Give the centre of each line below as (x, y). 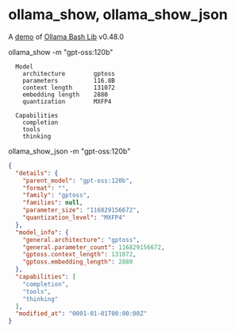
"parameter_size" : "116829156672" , (81, 210)
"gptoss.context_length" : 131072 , (79, 255)
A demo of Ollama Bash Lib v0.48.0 (66, 37)
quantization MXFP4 (67, 101)
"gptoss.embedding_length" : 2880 (78, 262)
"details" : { (37, 173)
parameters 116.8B (69, 80)
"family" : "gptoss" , (56, 195)
